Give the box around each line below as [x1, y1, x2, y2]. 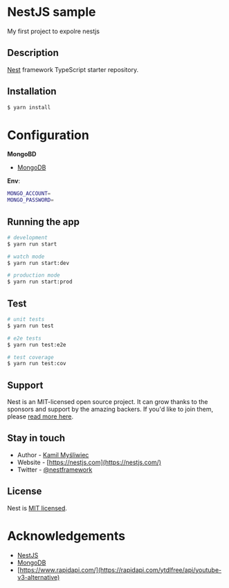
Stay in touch [7, 432, 66, 444]
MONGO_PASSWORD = [7, 196, 54, 204]
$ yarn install [7, 104, 51, 111]
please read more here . [7, 412, 74, 421]
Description [7, 47, 59, 59]
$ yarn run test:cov [7, 360, 67, 367]
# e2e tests [7, 335, 42, 342]
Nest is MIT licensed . [7, 504, 68, 512]
